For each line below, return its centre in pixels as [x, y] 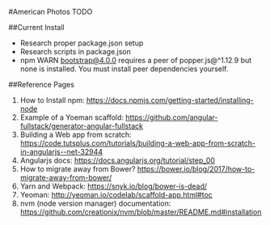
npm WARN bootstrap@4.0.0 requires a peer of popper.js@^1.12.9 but [136, 60]
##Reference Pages [42, 85]
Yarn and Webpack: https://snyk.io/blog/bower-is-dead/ [114, 186]
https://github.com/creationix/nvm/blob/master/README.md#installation [141, 212]
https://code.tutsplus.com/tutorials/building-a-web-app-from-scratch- [138, 143]
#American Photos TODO [51, 12]
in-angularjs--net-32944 [61, 152]
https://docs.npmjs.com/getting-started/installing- [170, 100]
